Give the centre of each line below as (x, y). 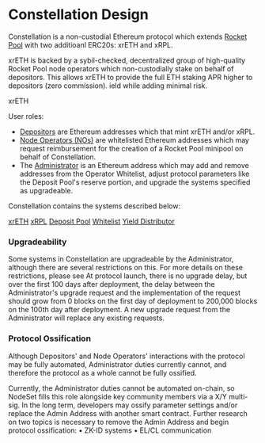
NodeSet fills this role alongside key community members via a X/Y (118, 396)
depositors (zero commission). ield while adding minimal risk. (108, 86)
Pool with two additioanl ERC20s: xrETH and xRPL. (91, 44)
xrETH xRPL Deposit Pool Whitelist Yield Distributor (92, 221)
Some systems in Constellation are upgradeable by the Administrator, (121, 259)
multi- (238, 396)
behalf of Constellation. (58, 157)
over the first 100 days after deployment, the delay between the (112, 285)
